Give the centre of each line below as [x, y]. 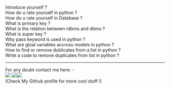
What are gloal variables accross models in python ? [60, 44]
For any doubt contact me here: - [40, 70]
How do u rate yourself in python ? [41, 13]
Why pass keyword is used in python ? [45, 39]
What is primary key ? [28, 23]
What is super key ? [26, 34]
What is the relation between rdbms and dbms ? [55, 29]
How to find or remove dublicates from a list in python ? [63, 50]
